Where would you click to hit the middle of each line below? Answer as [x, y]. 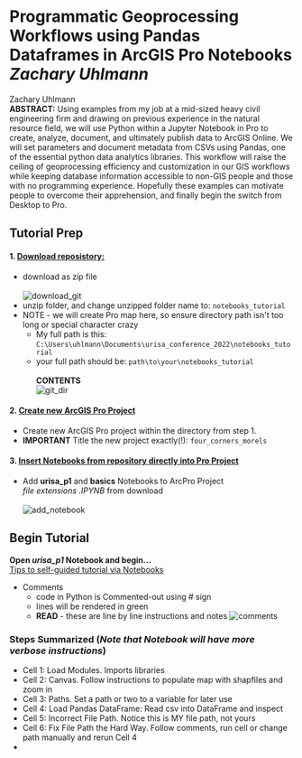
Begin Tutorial [50, 538]
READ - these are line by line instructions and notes [132, 615]
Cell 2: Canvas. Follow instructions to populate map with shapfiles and [153, 680]
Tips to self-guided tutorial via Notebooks [87, 569]
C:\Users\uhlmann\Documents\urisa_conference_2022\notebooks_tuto [163, 344]
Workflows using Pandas [105, 36]
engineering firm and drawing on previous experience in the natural [134, 118]
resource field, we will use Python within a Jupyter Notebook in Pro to [139, 127]
